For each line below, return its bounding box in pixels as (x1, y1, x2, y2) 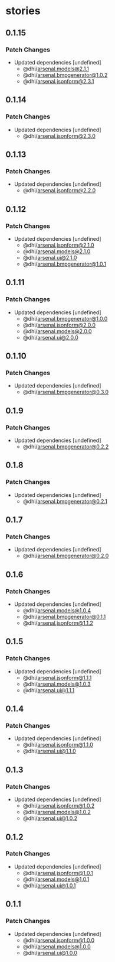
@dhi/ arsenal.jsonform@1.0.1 (22, 869, 93, 876)
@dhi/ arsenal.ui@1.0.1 (22, 882, 76, 889)
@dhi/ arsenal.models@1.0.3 (22, 680, 91, 687)
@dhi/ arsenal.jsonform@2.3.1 (22, 78, 94, 85)
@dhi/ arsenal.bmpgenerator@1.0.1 (22, 260, 107, 267)
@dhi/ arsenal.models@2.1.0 (22, 247, 91, 255)
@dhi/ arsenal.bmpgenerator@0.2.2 (22, 443, 109, 450)
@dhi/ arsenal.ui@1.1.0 (22, 747, 76, 755)
